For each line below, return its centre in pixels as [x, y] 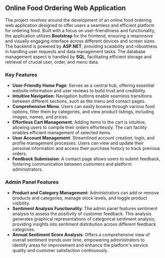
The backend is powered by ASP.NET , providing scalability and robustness [81, 46]
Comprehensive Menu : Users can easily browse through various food [83, 107]
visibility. [21, 203]
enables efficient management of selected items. [62, 133]
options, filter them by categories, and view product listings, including [83, 112]
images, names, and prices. [40, 117]
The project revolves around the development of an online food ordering [78, 20]
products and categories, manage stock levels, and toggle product [80, 198]
